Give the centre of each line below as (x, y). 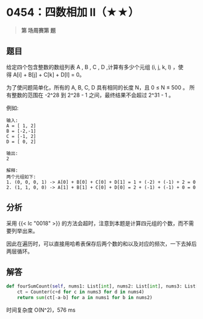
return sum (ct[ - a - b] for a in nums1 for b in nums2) (85, 298)
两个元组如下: (21, 177)
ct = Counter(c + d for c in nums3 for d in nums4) (81, 292)
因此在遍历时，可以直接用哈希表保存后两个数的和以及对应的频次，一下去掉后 (101, 243)
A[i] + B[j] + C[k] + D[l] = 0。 (49, 74)
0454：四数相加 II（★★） (73, 12)
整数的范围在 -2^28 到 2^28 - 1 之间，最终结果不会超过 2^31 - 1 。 (92, 95)
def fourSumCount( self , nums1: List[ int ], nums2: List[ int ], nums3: (94, 286)
